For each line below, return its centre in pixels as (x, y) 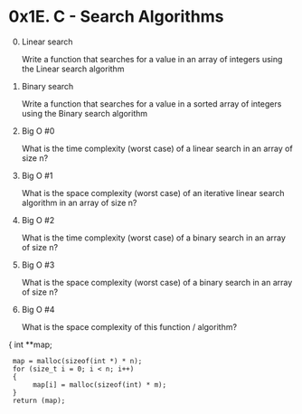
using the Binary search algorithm (85, 113)
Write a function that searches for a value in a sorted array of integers (151, 103)
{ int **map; (31, 344)
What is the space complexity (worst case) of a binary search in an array (157, 282)
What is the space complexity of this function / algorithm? (129, 326)
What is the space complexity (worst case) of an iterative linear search (153, 193)
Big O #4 (38, 309)
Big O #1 (37, 175)
